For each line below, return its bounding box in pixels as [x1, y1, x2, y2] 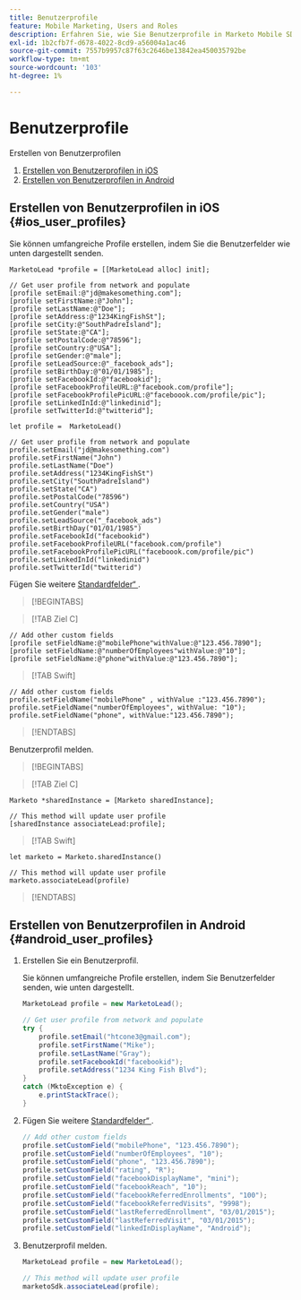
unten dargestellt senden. [9, 247, 104, 258]
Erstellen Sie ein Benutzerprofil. [21, 955, 139, 966]
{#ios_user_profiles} [9, 214, 127, 229]
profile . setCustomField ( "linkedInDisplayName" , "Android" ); [21, 1224, 252, 1233]
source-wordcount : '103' [9, 64, 102, 73]
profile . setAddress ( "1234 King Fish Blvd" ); [39, 1065, 208, 1075]
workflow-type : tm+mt [9, 55, 90, 64]
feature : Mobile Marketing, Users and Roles [9, 22, 178, 30]
